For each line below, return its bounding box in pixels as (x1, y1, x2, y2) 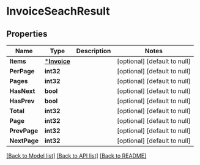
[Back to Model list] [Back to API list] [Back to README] (6, 152, 147, 159)
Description (76, 47, 111, 55)
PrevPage (9, 127, 39, 135)
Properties (6, 29, 48, 39)
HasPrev (9, 97, 35, 105)
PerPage (9, 67, 35, 75)
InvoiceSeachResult (6, 4, 110, 18)
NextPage (9, 136, 39, 145)
